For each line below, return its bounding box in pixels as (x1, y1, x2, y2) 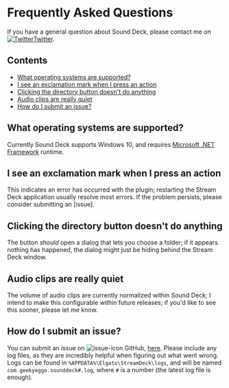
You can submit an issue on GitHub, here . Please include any (7, 343, 217, 352)
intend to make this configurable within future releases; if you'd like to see (7, 299, 216, 306)
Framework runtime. (7, 148, 64, 156)
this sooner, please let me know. (7, 306, 98, 314)
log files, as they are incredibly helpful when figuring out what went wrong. (7, 351, 219, 359)
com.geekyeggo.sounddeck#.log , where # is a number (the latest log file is (7, 365, 211, 374)
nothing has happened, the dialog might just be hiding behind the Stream (7, 246, 213, 254)
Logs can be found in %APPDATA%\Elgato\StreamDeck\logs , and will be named (7, 358, 222, 367)
